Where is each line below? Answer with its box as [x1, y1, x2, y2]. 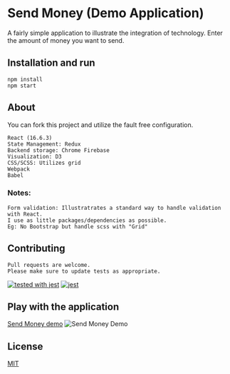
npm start [7, 82, 37, 89]
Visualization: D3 [7, 153, 62, 160]
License [7, 340, 43, 353]
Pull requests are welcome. [7, 261, 91, 268]
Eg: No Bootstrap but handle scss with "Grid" [7, 223, 148, 230]
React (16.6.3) [7, 134, 53, 141]
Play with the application [7, 301, 120, 313]
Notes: [7, 188, 31, 198]
